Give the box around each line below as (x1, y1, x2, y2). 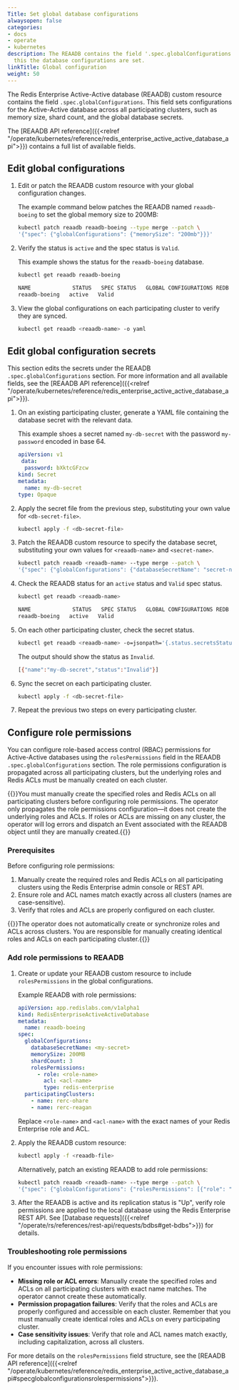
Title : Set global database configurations (7, 10, 139, 18)
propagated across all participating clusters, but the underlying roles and (7, 768, 222, 777)
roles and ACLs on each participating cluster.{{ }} (7, 935, 151, 943)
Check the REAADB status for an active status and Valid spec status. (17, 580, 223, 588)
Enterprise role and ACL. (17, 1124, 91, 1133)
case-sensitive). (17, 898, 66, 907)
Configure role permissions (7, 726, 132, 738)
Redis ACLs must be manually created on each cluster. (7, 776, 168, 785)
